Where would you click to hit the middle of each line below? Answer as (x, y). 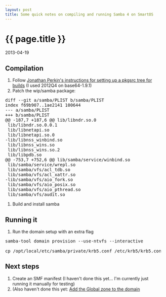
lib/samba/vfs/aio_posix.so (41, 185)
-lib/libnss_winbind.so (34, 140)
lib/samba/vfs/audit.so (36, 195)
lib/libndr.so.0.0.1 (33, 125)
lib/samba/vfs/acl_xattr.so (41, 175)
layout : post (19, 10)
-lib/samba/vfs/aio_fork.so (39, 180)
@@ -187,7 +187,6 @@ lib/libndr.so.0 (51, 120)
